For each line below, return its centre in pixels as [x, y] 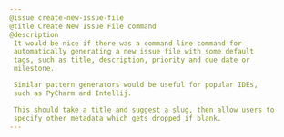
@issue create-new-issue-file [67, 18]
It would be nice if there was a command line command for [128, 43]
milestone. [34, 69]
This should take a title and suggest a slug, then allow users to [144, 110]
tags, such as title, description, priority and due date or [132, 60]
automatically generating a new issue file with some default [134, 52]
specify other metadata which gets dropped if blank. [117, 118]
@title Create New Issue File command [83, 26]
